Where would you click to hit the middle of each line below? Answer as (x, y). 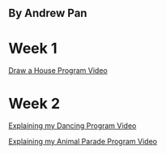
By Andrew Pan (48, 13)
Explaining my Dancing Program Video (72, 126)
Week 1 (33, 48)
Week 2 (34, 103)
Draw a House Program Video (58, 71)
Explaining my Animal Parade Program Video (83, 142)
